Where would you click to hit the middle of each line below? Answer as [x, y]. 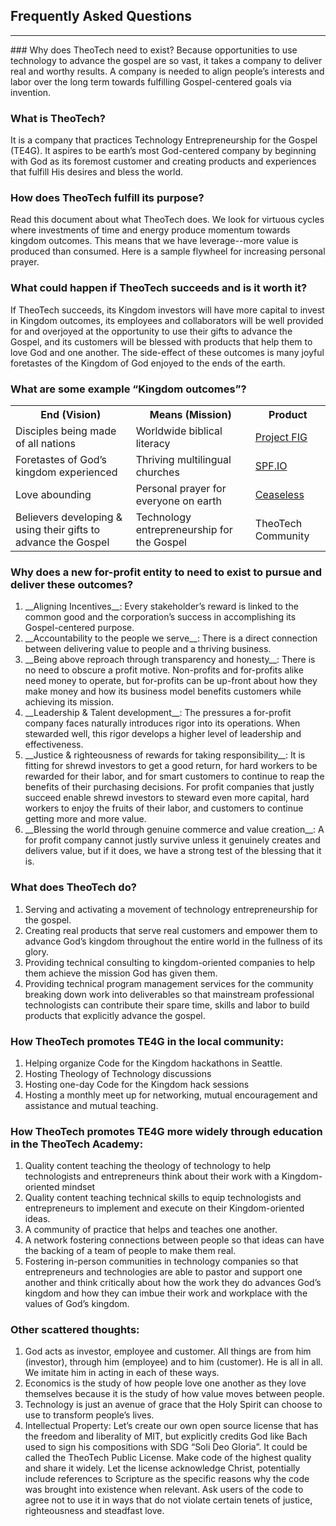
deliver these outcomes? [72, 584]
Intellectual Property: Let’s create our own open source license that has [171, 1426]
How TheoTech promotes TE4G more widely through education [166, 1131]
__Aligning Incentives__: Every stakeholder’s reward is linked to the [161, 606]
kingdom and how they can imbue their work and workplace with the [166, 1293]
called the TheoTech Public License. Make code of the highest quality [168, 1458]
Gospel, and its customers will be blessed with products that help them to [161, 341]
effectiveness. [54, 745]
